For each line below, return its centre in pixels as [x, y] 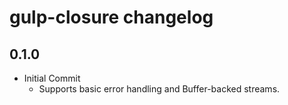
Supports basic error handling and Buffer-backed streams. [159, 89]
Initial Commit [52, 78]
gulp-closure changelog [111, 17]
